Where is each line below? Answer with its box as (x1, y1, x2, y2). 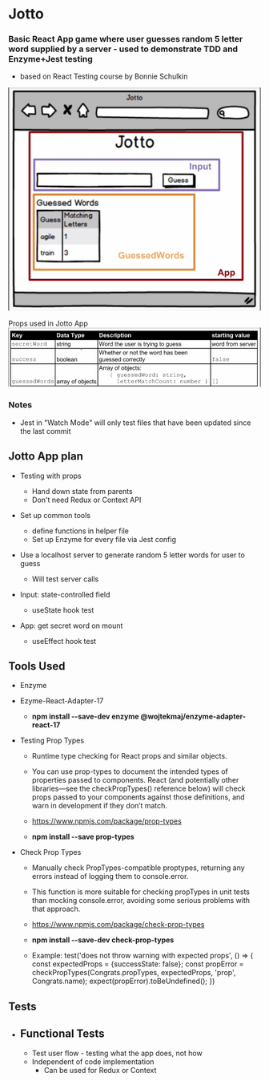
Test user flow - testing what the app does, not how (31, 1048, 203, 1058)
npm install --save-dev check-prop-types (31, 935, 175, 945)
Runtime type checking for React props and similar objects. (31, 751, 227, 761)
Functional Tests (19, 1027, 106, 1041)
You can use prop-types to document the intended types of (31, 767, 228, 776)
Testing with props (19, 471, 82, 480)
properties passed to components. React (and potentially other (31, 775, 239, 785)
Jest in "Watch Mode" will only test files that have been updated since (19, 418, 251, 427)
